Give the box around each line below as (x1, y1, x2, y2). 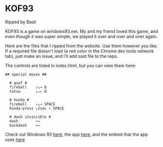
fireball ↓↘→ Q (9, 84, 47, 90)
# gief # (9, 81, 27, 85)
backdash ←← (9, 123, 40, 128)
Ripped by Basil (5, 19, 36, 25)
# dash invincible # (9, 114, 51, 119)
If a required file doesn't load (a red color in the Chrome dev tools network (5, 48, 154, 54)
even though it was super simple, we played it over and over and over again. (5, 33, 158, 39)
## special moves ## (5, 72, 47, 77)
